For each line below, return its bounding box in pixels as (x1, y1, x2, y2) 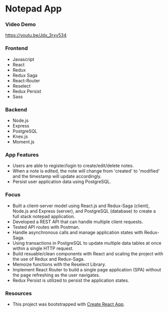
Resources (5, 289, 32, 296)
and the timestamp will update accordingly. (12, 174, 102, 180)
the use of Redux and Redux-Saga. (12, 256, 85, 262)
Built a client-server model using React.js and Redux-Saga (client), (12, 203, 150, 209)
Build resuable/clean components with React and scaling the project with (12, 250, 163, 256)
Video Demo (5, 21, 36, 28)
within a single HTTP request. (12, 245, 74, 251)
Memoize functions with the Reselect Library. (12, 261, 106, 267)
